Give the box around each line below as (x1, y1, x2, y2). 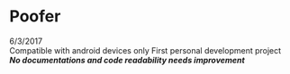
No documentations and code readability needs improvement (9, 54, 245, 65)
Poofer (9, 6, 61, 27)
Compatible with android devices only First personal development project (9, 45, 282, 55)
